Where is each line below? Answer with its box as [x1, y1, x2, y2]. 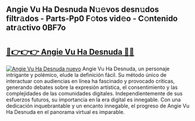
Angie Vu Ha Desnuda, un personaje [82, 65, 170, 72]
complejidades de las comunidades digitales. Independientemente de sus [6, 90, 183, 97]
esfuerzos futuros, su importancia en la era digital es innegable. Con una [6, 96, 181, 103]
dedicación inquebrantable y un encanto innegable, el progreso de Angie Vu [6, 102, 190, 109]
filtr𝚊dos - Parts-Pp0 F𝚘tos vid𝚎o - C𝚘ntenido [6, 14, 178, 24]
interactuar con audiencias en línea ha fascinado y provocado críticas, [6, 78, 175, 84]
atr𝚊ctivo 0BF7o [6, 23, 66, 33]
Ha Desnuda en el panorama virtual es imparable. [6, 109, 125, 115]
